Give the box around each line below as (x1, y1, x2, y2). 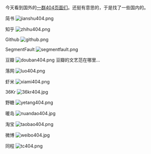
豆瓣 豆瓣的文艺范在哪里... (5, 57, 100, 63)
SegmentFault (5, 47, 35, 52)
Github (5, 36, 19, 42)
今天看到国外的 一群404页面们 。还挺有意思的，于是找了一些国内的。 (5, 5, 148, 10)
